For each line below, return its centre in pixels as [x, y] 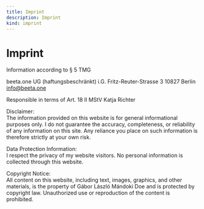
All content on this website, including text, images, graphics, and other [94, 180]
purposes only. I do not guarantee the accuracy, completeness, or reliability [101, 124]
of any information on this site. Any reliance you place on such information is [102, 131]
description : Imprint [34, 18]
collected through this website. [45, 162]
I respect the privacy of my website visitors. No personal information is [95, 156]
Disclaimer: [20, 111]
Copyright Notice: [29, 174]
